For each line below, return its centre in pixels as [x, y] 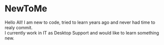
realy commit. [19, 27]
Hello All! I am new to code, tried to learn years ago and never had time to [80, 22]
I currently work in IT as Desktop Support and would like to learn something [82, 33]
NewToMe [26, 9]
